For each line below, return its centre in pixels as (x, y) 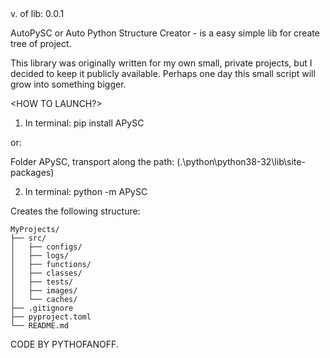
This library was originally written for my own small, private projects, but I (161, 63)
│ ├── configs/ (46, 247)
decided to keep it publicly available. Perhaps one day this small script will (163, 73)
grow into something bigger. (68, 84)
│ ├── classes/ (46, 273)
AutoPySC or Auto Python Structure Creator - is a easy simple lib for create (165, 33)
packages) (32, 172)
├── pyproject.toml (51, 317)
